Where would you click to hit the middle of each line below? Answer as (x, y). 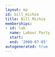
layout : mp (16, 10)
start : (16, 38)
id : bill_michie (22, 14)
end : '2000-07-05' (29, 42)
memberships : (19, 24)
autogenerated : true (27, 47)
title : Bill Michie (25, 19)
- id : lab (15, 28)
